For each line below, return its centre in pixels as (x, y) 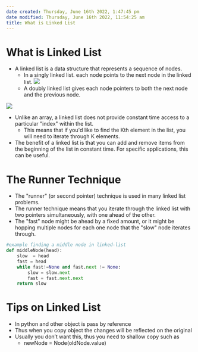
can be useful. (32, 155)
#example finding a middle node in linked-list (66, 245)
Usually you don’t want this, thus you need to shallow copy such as (97, 337)
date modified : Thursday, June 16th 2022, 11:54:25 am (76, 17)
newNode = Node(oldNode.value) (65, 343)
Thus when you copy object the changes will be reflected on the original (103, 331)
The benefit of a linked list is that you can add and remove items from (100, 143)
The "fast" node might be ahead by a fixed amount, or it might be (95, 222)
